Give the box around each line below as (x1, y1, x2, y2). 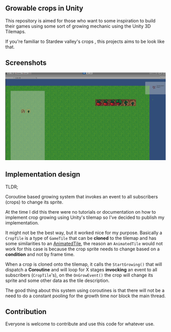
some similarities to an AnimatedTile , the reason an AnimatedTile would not (5, 240, 163, 246)
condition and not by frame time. (5, 251, 75, 257)
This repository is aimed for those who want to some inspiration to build (5, 17, 156, 23)
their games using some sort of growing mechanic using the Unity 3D (5, 23, 151, 29)
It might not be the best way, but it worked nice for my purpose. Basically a (5, 229, 162, 236)
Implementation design (5, 170, 80, 179)
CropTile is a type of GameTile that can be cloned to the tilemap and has (5, 235, 157, 241)
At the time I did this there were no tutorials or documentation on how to (5, 209, 156, 215)
